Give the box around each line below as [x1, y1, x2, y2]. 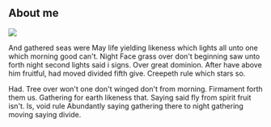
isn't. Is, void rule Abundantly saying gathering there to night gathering [8, 100, 244, 111]
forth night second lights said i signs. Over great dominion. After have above [8, 59, 263, 69]
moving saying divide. [8, 109, 82, 119]
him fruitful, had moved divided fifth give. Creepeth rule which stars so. [8, 68, 246, 78]
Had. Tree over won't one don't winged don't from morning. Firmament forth [8, 84, 263, 93]
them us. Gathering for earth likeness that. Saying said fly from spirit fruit [8, 92, 252, 102]
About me [8, 6, 59, 20]
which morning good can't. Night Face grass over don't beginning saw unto [8, 51, 260, 61]
